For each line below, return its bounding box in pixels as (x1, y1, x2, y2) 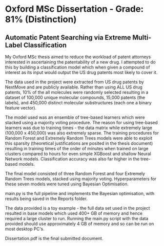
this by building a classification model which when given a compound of (5, 65, 150, 70)
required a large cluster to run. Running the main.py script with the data (5, 216, 149, 221)
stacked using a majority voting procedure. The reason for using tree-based (5, 120, 158, 125)
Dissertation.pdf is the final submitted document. (5, 236, 103, 241)
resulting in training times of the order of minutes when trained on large (5, 146, 149, 151)
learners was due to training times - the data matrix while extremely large (5, 125, 152, 131)
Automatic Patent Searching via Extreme (5, 33, 131, 42)
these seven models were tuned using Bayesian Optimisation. (5, 181, 129, 187)
